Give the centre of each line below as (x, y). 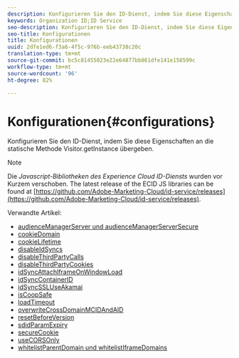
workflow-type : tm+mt (39, 67)
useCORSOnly (38, 340)
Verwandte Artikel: (34, 213)
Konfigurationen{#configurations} (111, 121)
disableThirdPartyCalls (51, 257)
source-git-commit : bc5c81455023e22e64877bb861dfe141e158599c (101, 60)
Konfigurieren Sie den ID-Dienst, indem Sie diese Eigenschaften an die (111, 141)
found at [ (22, 191)
